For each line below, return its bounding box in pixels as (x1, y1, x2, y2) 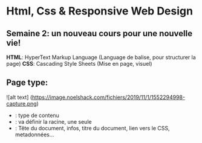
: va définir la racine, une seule (15, 118, 92, 125)
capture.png (6, 100, 37, 107)
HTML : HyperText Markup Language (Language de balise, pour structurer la (6, 54, 197, 61)
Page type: (6, 77, 48, 88)
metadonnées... (15, 131, 54, 138)
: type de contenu (15, 112, 59, 119)
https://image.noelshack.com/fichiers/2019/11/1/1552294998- (32, 94, 186, 101)
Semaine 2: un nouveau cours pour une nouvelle (6, 28, 192, 39)
